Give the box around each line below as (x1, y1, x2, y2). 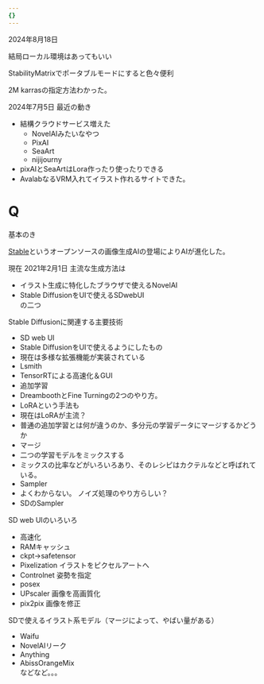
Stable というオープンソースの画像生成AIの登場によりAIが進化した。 (8, 246, 230, 256)
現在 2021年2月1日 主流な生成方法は (8, 263, 126, 272)
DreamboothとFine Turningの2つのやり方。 (19, 390, 162, 400)
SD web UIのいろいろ (8, 515, 78, 524)
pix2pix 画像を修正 (19, 598, 81, 608)
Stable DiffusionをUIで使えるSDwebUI (19, 290, 145, 299)
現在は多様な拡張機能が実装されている (19, 352, 146, 361)
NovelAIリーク (19, 640, 68, 650)
